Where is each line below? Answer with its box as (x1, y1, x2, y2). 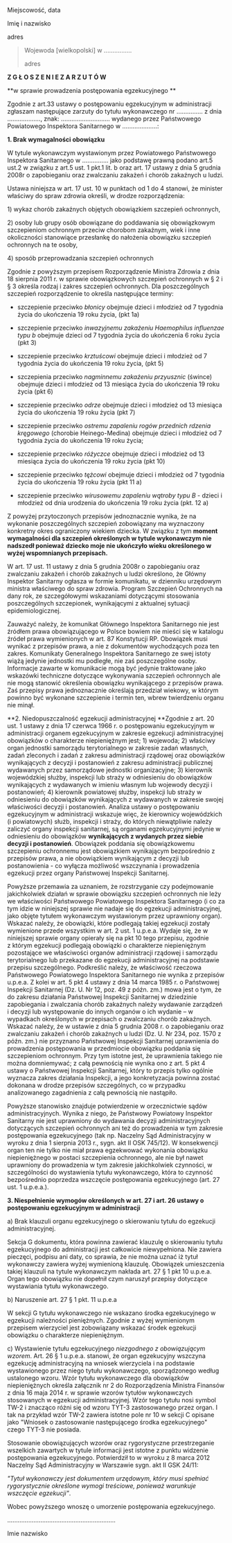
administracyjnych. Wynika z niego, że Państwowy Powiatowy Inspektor (7, 1109, 213, 1118)
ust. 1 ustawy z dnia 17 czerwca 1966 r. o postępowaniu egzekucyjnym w (7, 722, 215, 730)
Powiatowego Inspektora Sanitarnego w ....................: (7, 122, 159, 130)
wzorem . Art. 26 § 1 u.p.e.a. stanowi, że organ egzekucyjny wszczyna (7, 1352, 206, 1360)
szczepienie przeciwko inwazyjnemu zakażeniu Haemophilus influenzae (17, 324, 225, 332)
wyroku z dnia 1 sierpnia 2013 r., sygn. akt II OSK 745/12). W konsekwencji (7, 1139, 219, 1147)
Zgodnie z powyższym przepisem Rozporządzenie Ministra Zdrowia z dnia (7, 267, 220, 276)
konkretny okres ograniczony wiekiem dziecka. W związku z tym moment (7, 527, 218, 535)
